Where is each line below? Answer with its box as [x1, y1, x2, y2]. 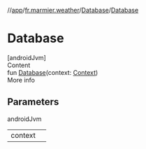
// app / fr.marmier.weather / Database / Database [7, 6, 139, 14]
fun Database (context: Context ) [7, 68, 98, 76]
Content [7, 61, 31, 69]
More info [7, 76, 36, 84]
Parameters [7, 96, 59, 108]
